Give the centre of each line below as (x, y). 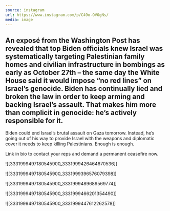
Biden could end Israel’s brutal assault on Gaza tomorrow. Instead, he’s (80, 133)
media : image (19, 20)
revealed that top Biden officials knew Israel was (84, 49)
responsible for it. (34, 120)
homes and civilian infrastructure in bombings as (85, 64)
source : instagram (25, 10)
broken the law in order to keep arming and (75, 96)
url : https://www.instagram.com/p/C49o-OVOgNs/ (57, 15)
